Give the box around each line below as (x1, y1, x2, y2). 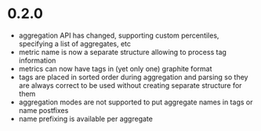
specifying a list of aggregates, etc (18, 38, 131, 48)
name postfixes (18, 105, 69, 115)
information (18, 56, 56, 65)
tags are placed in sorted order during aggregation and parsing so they (18, 72, 248, 82)
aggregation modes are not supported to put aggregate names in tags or (18, 97, 253, 107)
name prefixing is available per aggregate (18, 114, 154, 123)
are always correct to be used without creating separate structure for (18, 80, 242, 90)
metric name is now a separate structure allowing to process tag (18, 47, 227, 56)
